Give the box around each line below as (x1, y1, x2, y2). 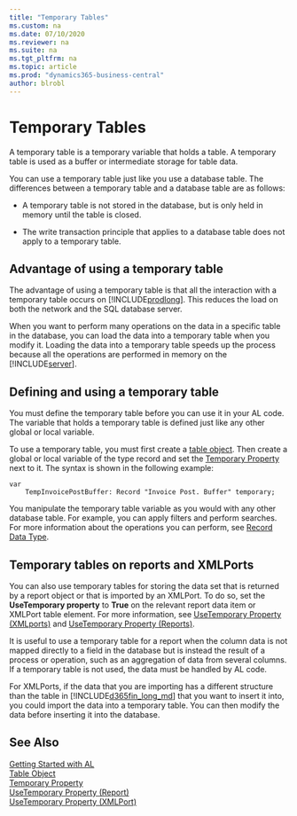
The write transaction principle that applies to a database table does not (21, 226, 285, 237)
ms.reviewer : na (9, 37, 69, 47)
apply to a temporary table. (21, 236, 121, 247)
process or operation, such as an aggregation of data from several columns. (9, 655, 287, 665)
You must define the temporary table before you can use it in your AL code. (9, 408, 285, 419)
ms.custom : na (9, 21, 62, 30)
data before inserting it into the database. (9, 710, 160, 719)
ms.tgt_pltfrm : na (9, 54, 77, 63)
